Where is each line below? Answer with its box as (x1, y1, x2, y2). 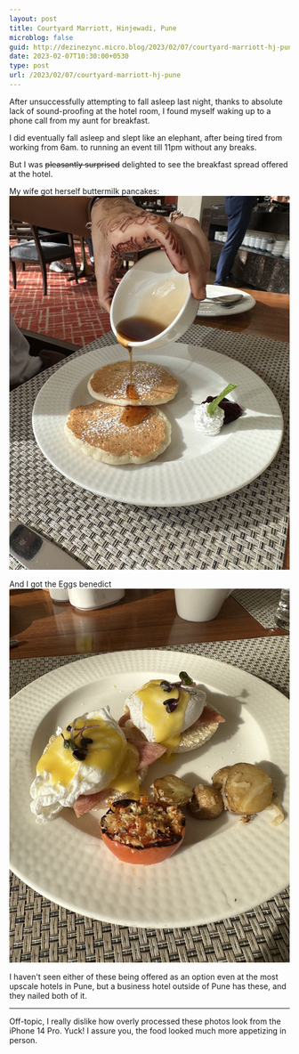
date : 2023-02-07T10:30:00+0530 (9, 52, 129, 61)
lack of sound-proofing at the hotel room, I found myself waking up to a (9, 105, 271, 116)
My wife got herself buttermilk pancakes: (9, 185, 160, 196)
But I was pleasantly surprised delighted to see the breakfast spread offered (9, 158, 288, 169)
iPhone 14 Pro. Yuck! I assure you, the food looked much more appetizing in (9, 1025, 287, 1036)
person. (9, 1034, 38, 1045)
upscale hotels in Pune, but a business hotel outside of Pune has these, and (9, 980, 287, 992)
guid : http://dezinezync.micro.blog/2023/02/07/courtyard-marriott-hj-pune (9, 43, 296, 52)
